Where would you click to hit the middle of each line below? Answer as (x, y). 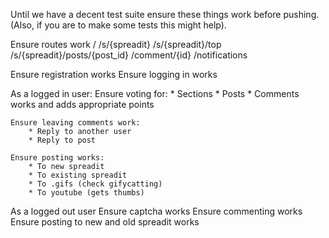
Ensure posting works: (57, 158)
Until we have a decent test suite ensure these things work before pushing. (165, 14)
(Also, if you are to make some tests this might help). (118, 25)
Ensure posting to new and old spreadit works (105, 222)
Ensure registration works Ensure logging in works (114, 74)
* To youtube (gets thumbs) (86, 193)
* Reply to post (62, 140)
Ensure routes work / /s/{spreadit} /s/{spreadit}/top (116, 44)
